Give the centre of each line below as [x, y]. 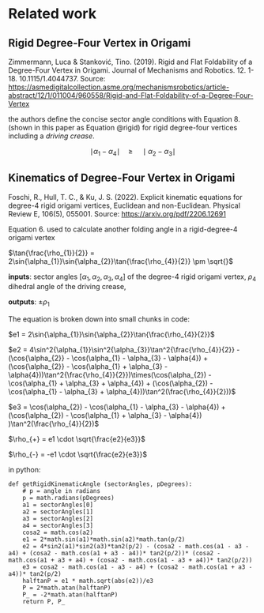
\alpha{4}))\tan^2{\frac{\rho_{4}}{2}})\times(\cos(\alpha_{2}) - [110, 375]
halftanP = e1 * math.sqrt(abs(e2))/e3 [88, 581]
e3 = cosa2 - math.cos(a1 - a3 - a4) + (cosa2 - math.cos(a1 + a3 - [138, 567]
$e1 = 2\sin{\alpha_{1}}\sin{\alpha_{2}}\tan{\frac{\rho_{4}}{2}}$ [111, 335]
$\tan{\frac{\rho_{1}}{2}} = [51, 253]
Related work [53, 14]
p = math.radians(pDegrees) [68, 498]
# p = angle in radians [62, 491]
